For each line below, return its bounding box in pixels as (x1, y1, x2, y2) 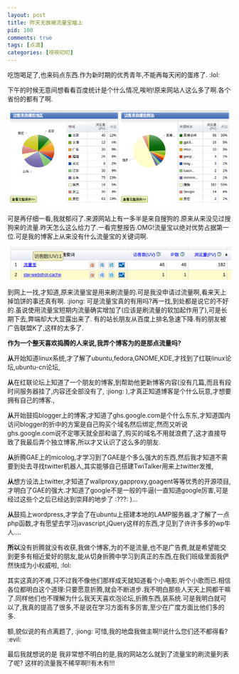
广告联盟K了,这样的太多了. (7, 323, 84, 332)
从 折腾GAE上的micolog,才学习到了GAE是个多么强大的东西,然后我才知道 (7, 453, 216, 461)
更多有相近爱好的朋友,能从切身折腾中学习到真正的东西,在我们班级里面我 (13, 552, 223, 560)
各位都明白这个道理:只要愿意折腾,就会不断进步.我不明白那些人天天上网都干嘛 (7, 585, 231, 593)
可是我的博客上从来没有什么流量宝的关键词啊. (15, 232, 149, 241)
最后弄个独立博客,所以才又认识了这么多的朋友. (26, 438, 161, 446)
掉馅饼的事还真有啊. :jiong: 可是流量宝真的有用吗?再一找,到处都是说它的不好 (7, 296, 229, 305)
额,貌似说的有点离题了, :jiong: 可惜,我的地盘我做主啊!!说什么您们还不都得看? (7, 627, 228, 635)
